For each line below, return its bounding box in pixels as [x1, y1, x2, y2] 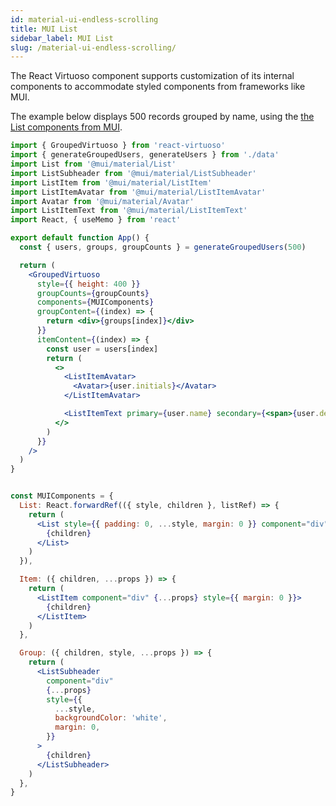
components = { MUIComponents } [36, 297, 155, 308]
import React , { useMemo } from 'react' [10, 215, 182, 225]
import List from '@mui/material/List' [10, 159, 177, 169]
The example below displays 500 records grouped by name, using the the [10, 111, 315, 123]
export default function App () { [10, 233, 150, 243]
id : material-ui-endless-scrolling [10, 14, 159, 25]
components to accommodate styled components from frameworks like [10, 81, 306, 93]
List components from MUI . [10, 121, 123, 133]
